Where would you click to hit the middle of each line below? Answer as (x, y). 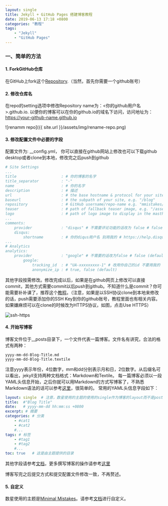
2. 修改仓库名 (19, 94)
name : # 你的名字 (45, 186)
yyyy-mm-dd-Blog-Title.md (32, 355)
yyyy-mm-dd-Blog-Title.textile (38, 359)
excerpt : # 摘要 (21, 411)
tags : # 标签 (18, 435)
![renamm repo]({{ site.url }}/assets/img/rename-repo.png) (66, 127)
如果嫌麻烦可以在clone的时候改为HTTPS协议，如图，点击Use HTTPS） (78, 305)
